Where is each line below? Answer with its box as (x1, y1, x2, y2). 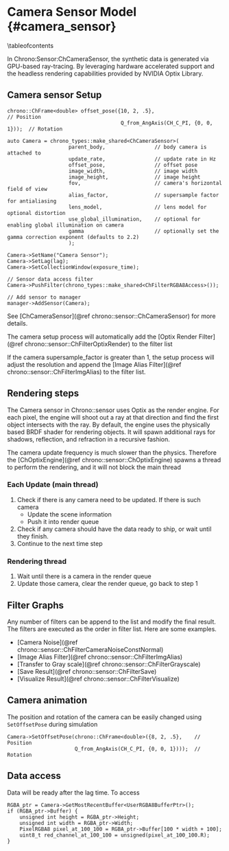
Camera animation (7, 694, 88, 706)
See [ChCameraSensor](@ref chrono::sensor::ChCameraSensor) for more (7, 312, 216, 320)
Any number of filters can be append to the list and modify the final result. (7, 617, 216, 626)
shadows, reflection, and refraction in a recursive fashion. (7, 435, 170, 443)
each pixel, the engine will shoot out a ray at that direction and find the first (7, 413, 219, 421)
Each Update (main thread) (7, 480, 99, 490)
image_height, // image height (68, 173, 201, 181)
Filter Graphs (7, 599, 64, 611)
